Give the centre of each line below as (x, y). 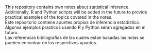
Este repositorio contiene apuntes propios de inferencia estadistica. (73, 22)
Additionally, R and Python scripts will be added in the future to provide (76, 12)
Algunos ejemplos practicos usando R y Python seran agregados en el (75, 27)
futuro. (12, 32)
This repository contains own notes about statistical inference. (68, 7)
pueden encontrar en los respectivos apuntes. (51, 43)
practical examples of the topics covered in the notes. (59, 17)
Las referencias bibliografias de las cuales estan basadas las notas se (75, 37)
